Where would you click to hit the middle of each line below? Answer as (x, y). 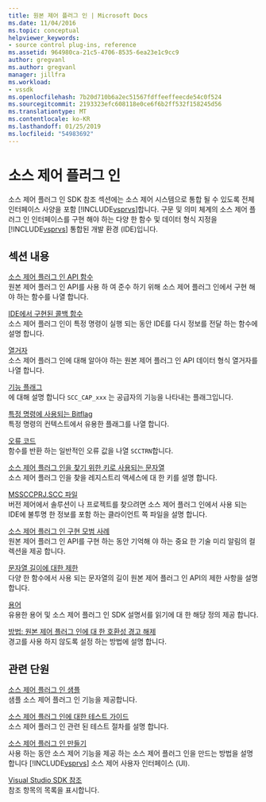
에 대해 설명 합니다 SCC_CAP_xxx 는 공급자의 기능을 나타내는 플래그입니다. (121, 397)
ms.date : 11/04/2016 (42, 23)
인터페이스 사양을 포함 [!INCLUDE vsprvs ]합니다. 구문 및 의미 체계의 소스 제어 (128, 209)
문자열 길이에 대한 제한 (43, 568)
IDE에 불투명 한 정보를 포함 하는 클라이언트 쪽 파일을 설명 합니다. (108, 514)
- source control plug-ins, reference (72, 45)
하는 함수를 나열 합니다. (52, 297)
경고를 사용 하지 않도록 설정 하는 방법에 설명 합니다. (87, 641)
